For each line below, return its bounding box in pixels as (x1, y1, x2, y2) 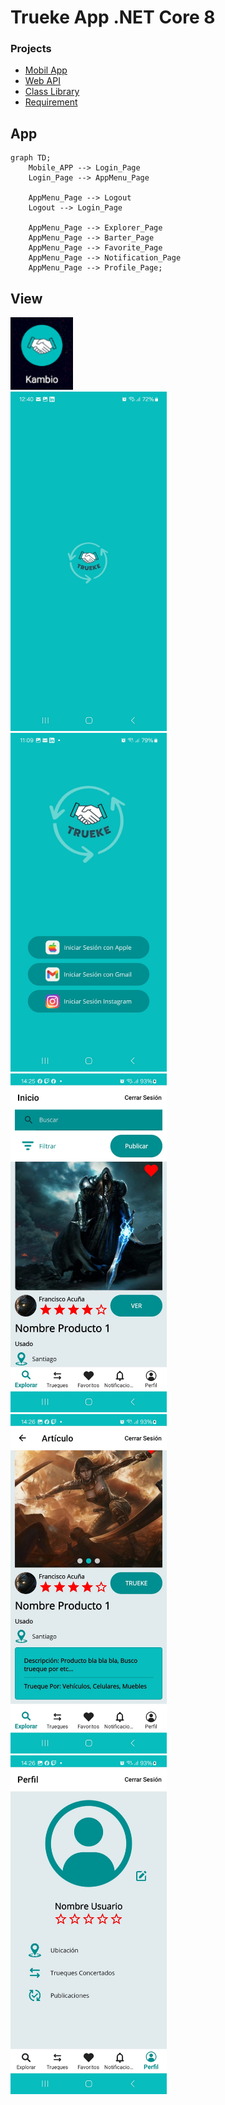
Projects (10, 42, 52, 56)
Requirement (24, 96, 78, 108)
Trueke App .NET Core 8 (10, 6, 216, 29)
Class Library (24, 86, 80, 98)
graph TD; (10, 153, 52, 163)
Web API (24, 75, 61, 87)
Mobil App (24, 64, 68, 76)
